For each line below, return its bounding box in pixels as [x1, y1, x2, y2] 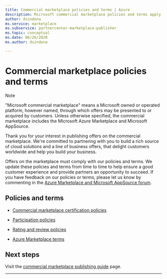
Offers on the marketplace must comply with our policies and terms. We [5, 158, 153, 164]
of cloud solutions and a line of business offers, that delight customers [5, 143, 150, 149]
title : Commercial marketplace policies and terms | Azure [5, 7, 130, 12]
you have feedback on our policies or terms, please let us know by [5, 174, 142, 180]
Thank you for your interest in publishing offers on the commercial [5, 133, 141, 139]
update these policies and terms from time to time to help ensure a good [5, 164, 153, 170]
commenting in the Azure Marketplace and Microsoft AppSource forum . [5, 180, 152, 186]
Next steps [5, 250, 40, 259]
